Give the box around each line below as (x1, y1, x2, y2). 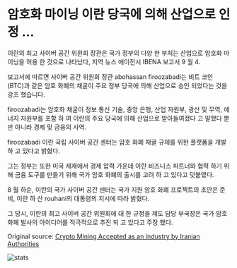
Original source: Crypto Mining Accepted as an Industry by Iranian (7, 232, 200, 240)
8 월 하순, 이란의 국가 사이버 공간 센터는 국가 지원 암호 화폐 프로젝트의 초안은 (7, 185, 219, 194)
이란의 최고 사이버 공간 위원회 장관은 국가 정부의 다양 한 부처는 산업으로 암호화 (7, 49, 223, 57)
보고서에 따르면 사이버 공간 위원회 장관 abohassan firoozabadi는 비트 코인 (7, 72, 214, 81)
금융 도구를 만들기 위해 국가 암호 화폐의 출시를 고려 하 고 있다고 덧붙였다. (14, 170, 214, 178)
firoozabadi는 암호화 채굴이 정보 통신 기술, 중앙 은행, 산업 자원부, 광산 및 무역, (7, 105, 223, 114)
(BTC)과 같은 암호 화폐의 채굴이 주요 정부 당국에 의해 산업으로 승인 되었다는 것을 (7, 81, 228, 90)
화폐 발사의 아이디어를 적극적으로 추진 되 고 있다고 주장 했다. (7, 218, 173, 226)
